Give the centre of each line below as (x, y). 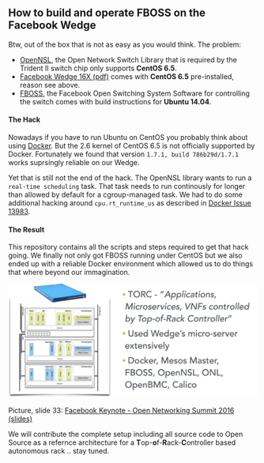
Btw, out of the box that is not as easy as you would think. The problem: (125, 44)
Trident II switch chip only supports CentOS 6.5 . (98, 68)
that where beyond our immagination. (69, 273)
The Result (26, 229)
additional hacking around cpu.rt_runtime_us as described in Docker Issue (130, 203)
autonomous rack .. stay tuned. (59, 451)
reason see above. (50, 85)
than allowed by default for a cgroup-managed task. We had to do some (125, 195)
